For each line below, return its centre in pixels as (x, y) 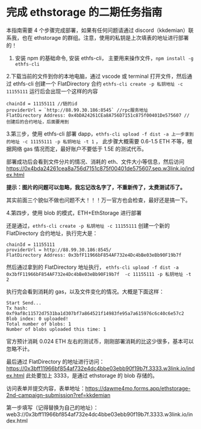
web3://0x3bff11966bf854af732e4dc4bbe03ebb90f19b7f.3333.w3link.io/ (97, 414)
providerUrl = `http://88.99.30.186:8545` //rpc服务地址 (77, 110)
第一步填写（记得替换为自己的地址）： (52, 407)
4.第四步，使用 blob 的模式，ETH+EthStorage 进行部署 (74, 213)
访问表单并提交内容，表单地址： (46, 388)
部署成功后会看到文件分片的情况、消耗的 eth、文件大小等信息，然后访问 (95, 161)
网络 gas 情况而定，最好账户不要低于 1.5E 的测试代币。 (79, 149)
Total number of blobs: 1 (39, 324)
